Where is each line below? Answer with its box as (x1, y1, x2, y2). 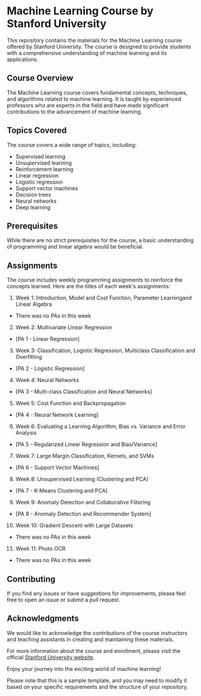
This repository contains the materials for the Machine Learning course (7, 36, 182, 44)
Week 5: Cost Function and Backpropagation (15, 399, 126, 407)
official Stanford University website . (7, 654, 95, 661)
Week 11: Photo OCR (15, 545, 66, 552)
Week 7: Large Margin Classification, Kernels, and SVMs (15, 453, 154, 460)
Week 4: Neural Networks (15, 377, 80, 384)
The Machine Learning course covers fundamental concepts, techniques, (7, 88, 188, 96)
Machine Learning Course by (7, 4, 154, 18)
